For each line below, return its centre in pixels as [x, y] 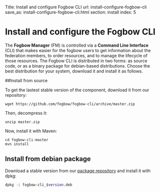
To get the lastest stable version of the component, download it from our [77, 90]
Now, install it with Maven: [31, 131]
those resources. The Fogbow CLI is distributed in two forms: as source [76, 61]
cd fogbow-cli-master [27, 140]
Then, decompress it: [26, 113]
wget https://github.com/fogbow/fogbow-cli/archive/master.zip [70, 104]
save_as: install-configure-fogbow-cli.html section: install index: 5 [71, 12]
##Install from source [26, 80]
